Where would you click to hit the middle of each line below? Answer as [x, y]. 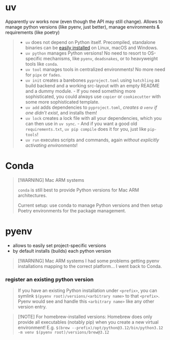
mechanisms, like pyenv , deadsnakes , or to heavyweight [101, 58]
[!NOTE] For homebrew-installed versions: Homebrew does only [85, 317]
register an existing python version [50, 279]
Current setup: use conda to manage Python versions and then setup [90, 205]
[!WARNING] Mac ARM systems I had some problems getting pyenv [88, 261]
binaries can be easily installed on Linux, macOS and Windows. [92, 47]
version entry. [32, 307]
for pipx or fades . [43, 75]
